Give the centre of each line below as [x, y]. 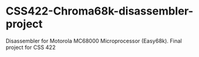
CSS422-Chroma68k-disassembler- [100, 11]
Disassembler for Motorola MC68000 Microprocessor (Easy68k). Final [94, 41]
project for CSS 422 [31, 47]
